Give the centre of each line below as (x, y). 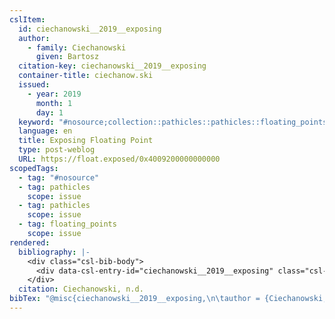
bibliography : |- (54, 252)
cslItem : (27, 19)
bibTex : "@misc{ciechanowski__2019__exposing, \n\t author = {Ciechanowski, (168, 299)
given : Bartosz (67, 57)
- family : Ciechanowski (77, 47)
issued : (34, 85)
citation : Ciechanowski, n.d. (81, 289)
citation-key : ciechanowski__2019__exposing (112, 66)
